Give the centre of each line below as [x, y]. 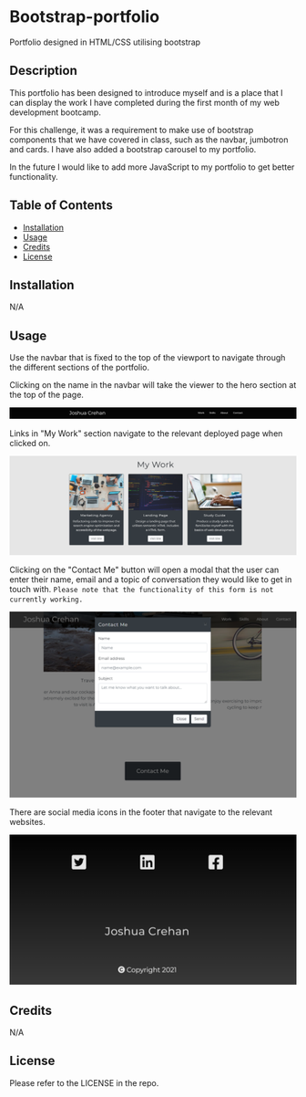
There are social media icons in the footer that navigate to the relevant [141, 812]
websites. [27, 822]
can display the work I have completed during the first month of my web [145, 102]
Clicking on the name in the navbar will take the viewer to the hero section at [153, 385]
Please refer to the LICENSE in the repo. [84, 1082]
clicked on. [30, 443]
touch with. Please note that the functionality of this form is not [142, 589]
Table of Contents [61, 206]
